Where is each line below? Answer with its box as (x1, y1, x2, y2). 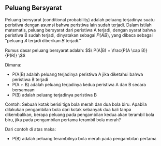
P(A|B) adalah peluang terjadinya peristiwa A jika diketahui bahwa (12, 71, 144, 77)
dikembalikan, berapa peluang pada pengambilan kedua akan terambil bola (5, 112, 155, 117)
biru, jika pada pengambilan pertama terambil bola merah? (5, 116, 121, 123)
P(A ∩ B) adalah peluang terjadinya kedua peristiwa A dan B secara (12, 81, 146, 87)
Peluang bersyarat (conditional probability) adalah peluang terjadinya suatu (5, 16, 155, 22)
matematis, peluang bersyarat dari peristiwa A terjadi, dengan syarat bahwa (5, 27, 156, 33)
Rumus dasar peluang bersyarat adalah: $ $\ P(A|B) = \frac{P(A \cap (5, 47, 140, 53)
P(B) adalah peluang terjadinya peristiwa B (12, 92, 97, 97)
